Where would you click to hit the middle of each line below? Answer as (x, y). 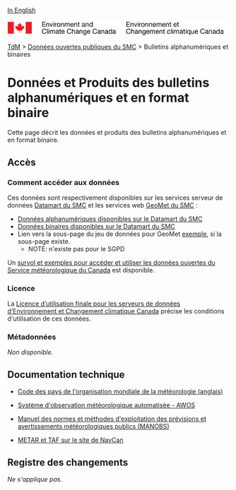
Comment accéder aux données (64, 182)
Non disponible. (30, 352)
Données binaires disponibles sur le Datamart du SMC (96, 226)
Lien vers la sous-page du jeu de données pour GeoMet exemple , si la (120, 234)
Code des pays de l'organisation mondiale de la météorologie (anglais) (120, 392)
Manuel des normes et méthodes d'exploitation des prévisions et (112, 419)
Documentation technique (66, 375)
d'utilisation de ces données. (49, 319)
